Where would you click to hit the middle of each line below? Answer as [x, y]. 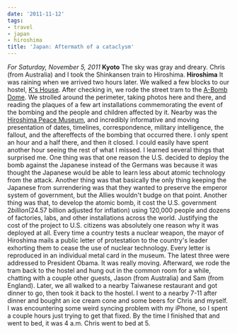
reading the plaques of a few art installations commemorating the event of [115, 105]
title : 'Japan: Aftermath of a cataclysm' [71, 47]
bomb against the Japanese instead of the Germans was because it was [112, 165]
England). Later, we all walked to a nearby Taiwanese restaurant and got [112, 285]
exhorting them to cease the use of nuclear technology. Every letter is [109, 248]
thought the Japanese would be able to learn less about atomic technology [116, 172]
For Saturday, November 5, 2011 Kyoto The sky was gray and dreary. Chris [116, 67]
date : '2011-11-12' [36, 14]
